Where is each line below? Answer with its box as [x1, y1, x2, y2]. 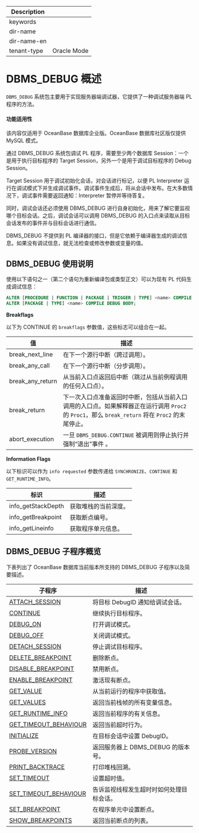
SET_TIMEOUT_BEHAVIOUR [9, 789, 86, 797]
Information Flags [6, 455, 51, 463]
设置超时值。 [92, 774, 129, 782]
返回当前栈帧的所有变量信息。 [92, 698, 176, 706]
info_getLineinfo [9, 524, 54, 532]
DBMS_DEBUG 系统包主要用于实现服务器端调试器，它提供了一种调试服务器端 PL [6, 93, 192, 100]
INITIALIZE [9, 731, 39, 740]
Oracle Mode [52, 47, 89, 55]
